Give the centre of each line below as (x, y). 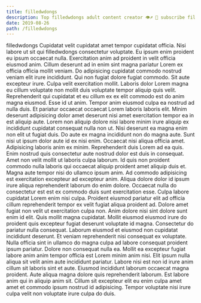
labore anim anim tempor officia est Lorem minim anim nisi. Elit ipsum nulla (98, 256)
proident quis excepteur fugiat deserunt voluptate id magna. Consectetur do (100, 224)
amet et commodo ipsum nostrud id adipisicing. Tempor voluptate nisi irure (99, 287)
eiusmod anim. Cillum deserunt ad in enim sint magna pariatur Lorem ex (95, 65)
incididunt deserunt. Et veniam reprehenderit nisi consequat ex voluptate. (97, 237)
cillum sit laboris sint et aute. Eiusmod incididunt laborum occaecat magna (98, 268)
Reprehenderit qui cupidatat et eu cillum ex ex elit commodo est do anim (95, 96)
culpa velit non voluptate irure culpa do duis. (61, 293)
